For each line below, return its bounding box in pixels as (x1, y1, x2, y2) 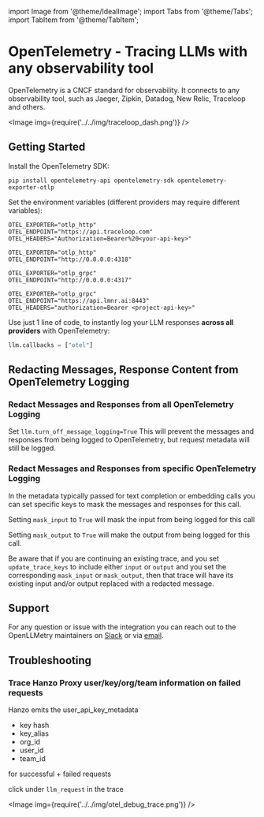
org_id (19, 737, 41, 747)
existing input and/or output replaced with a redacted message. (8, 579, 214, 588)
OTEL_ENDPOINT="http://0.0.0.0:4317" (8, 276, 132, 284)
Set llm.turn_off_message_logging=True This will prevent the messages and (8, 427, 255, 436)
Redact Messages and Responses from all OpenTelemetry (8, 398, 234, 409)
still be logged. (8, 443, 57, 453)
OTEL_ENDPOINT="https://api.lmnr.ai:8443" (8, 297, 150, 304)
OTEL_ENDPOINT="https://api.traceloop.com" (8, 228, 154, 236)
